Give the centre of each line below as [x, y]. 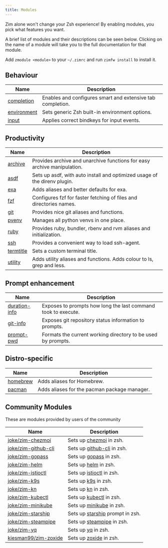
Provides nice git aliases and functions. [78, 212]
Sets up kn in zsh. [88, 489]
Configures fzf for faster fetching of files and [85, 198]
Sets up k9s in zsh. [90, 481]
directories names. [54, 204]
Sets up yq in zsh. [88, 529]
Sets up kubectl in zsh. [94, 497]
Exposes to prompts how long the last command [98, 306]
